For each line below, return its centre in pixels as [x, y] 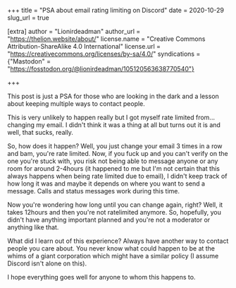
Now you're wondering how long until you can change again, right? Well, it [115, 205]
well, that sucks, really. [41, 132]
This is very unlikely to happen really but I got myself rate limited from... [111, 117]
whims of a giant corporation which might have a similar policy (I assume [113, 256]
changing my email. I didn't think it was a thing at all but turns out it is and [114, 125]
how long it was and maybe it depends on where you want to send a [106, 184]
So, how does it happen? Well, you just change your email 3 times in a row [115, 146]
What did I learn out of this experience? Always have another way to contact [118, 241]
